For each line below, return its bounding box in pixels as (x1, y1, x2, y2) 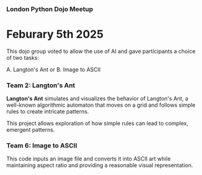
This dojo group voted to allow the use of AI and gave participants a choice (6, 48, 196, 55)
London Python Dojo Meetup (6, 5, 94, 13)
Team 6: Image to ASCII (6, 141, 78, 150)
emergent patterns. (6, 126, 55, 134)
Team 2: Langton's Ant (6, 81, 75, 90)
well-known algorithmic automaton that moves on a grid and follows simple (6, 101, 196, 109)
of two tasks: (6, 54, 39, 61)
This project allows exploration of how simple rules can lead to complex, (6, 120, 189, 127)
